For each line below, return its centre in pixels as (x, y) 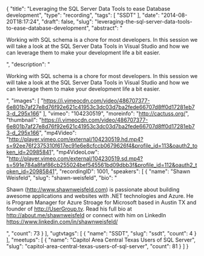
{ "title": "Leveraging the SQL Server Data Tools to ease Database (88, 9)
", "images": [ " (25, 100)
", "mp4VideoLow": (75, 152)
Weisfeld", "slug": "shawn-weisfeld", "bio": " (62, 178)
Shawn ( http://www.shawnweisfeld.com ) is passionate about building (93, 189)
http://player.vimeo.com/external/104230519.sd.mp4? (76, 159)
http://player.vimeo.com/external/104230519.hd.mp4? (76, 139)
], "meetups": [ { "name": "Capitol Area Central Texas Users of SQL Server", (101, 240)
